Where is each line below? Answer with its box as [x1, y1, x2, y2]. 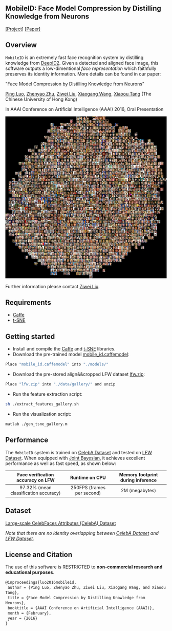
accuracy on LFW [16, 477, 55, 484]
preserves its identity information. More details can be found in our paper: [5, 70, 161, 77]
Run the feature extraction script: [12, 391, 83, 397]
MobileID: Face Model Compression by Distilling [5, 4, 161, 13]
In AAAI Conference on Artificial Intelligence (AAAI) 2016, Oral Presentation [5, 106, 164, 112]
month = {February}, [7, 611, 52, 616]
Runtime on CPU [70, 474, 106, 480]
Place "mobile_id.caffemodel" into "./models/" [5, 362, 109, 367]
